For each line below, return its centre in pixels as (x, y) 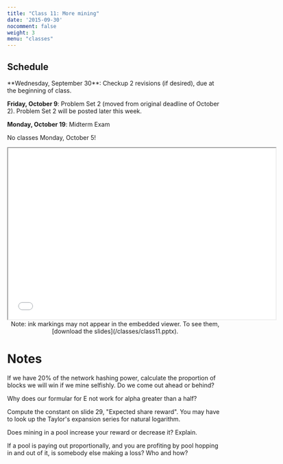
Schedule (28, 67)
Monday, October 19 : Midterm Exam (59, 124)
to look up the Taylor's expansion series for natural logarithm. (94, 419)
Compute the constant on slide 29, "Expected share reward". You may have (113, 411)
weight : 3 (21, 33)
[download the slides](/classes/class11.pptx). (115, 331)
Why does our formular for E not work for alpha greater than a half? (102, 398)
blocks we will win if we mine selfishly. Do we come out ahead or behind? (111, 385)
